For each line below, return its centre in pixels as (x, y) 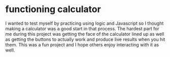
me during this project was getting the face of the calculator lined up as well (85, 34)
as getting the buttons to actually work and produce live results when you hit (85, 39)
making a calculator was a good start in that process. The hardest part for (82, 28)
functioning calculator (53, 9)
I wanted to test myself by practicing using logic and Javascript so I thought (84, 23)
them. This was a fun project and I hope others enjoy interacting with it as (82, 44)
